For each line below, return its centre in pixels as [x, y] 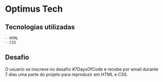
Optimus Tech [34, 9]
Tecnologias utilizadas [40, 27]
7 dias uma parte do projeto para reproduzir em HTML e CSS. [66, 74]
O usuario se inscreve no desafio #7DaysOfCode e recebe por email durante [82, 69]
